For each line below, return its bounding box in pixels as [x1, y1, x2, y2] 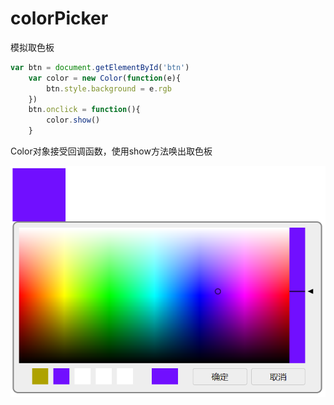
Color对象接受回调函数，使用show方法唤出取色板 [10, 145, 213, 157]
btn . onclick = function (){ [28, 105, 141, 115]
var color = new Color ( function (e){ [28, 73, 182, 83]
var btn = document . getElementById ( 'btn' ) [10, 62, 190, 72]
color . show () [46, 115, 101, 126]
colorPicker [10, 7, 109, 30]
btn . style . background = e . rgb [46, 83, 172, 94]
